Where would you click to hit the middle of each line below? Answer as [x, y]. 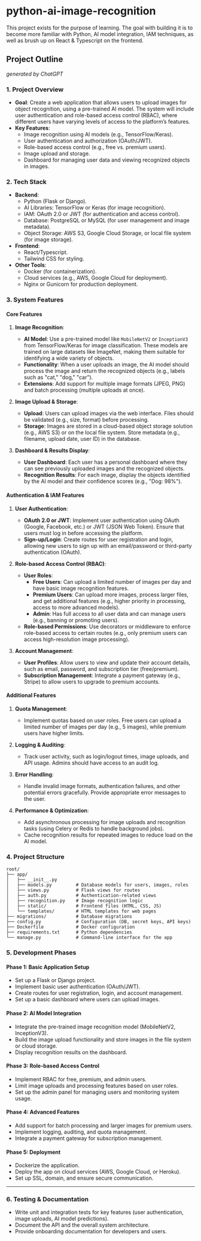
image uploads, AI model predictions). [62, 1219]
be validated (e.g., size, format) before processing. [86, 420]
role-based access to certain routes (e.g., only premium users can [105, 633]
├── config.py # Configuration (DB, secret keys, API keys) [99, 922]
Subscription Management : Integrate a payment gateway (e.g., [102, 675]
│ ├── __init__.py [32, 880]
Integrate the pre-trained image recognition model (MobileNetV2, [95, 1027]
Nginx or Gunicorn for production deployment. [81, 284]
